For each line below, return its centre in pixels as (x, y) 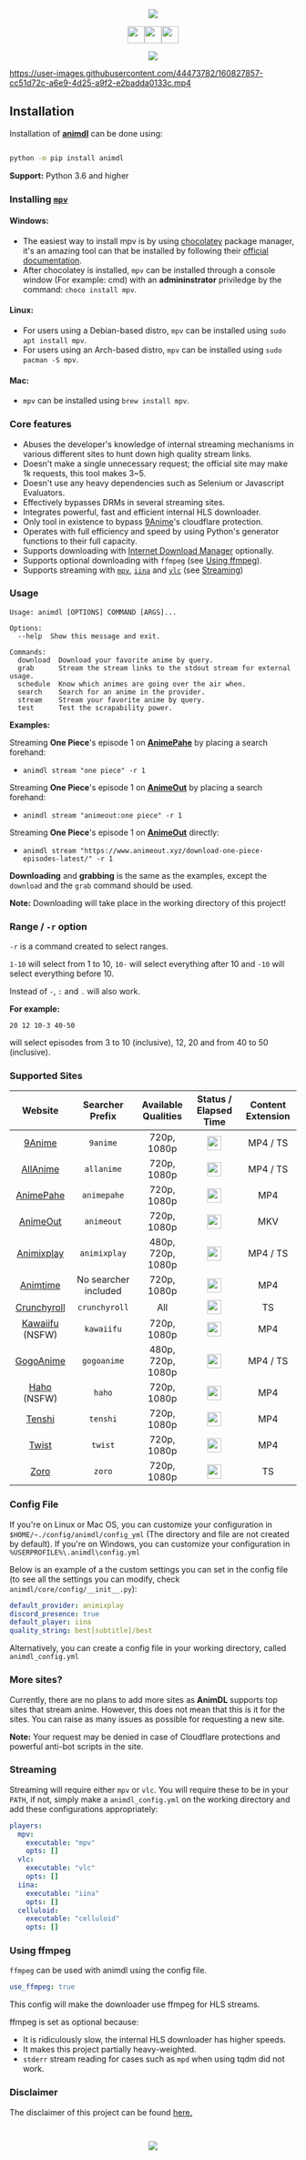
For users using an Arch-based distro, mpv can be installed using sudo (152, 350)
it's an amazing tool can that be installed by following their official (145, 250)
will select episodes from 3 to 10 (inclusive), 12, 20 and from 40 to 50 (139, 1043)
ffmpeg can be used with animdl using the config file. (108, 1971)
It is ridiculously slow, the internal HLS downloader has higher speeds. (154, 2040)
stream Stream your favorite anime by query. (112, 700)
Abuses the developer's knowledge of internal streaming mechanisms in (158, 444)
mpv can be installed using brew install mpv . (106, 401)
